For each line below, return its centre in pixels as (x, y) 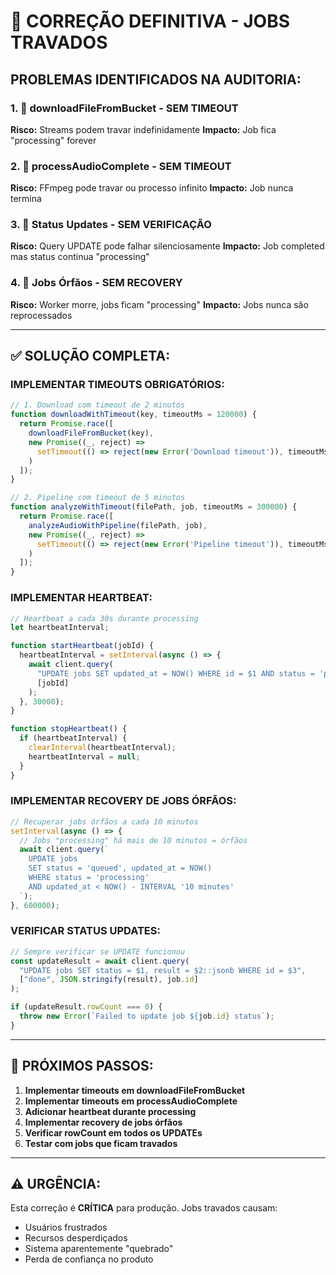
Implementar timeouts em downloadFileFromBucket (135, 1090)
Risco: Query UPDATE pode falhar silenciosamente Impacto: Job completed (167, 246)
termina (26, 199)
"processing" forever (53, 140)
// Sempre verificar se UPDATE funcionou (98, 951)
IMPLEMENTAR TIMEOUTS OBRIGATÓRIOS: (117, 385)
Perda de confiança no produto (89, 1259)
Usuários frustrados (66, 1227)
